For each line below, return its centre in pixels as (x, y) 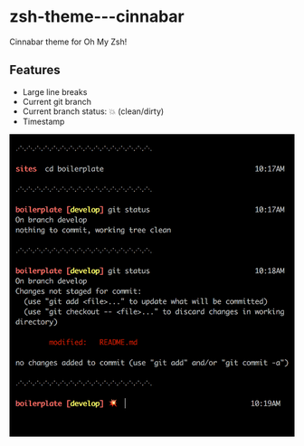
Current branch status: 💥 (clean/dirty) (93, 111)
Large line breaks (55, 91)
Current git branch (57, 101)
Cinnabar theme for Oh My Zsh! (68, 42)
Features (35, 70)
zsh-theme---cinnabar (97, 17)
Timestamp (43, 121)
